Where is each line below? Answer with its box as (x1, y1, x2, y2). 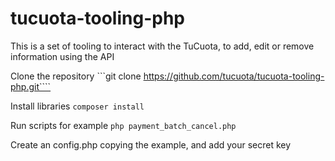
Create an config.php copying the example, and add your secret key (10, 138, 292, 151)
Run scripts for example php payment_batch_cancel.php (10, 119, 237, 131)
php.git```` (10, 80, 52, 92)
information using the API (10, 50, 115, 62)
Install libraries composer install (10, 100, 145, 112)
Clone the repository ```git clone (10, 70, 142, 82)
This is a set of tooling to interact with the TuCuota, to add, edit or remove (10, 40, 315, 52)
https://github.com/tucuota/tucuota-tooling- (143, 70, 325, 82)
